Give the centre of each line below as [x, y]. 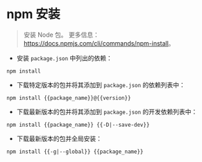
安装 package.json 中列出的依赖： [64, 58]
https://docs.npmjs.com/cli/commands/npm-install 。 [99, 43]
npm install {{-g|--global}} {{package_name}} [75, 152]
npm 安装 [33, 14]
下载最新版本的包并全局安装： [59, 138]
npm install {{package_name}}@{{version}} [69, 98]
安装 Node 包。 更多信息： [61, 35]
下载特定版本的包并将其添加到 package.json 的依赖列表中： [101, 84]
